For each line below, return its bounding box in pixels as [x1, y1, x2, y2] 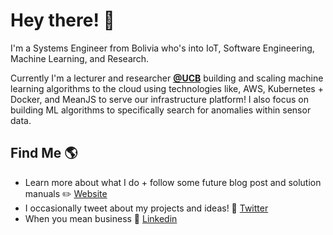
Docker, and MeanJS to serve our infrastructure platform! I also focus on [10, 93, 309, 105]
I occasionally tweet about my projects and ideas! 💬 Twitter [24, 202, 269, 214]
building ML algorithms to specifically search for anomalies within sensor [10, 104, 312, 116]
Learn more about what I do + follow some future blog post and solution [24, 176, 322, 188]
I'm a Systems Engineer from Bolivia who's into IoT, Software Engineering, [10, 42, 315, 54]
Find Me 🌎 [10, 145, 78, 162]
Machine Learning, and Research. [10, 52, 150, 64]
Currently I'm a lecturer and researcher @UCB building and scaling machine [10, 72, 324, 84]
